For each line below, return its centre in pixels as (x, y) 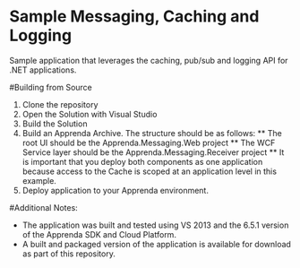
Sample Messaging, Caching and (134, 17)
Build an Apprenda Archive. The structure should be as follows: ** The (152, 133)
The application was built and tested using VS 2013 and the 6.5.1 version (155, 225)
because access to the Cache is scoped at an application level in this (150, 171)
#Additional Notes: (43, 207)
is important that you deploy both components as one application (142, 161)
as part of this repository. (69, 254)
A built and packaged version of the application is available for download (156, 244)
